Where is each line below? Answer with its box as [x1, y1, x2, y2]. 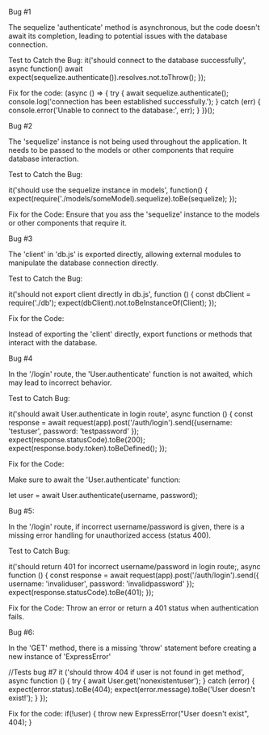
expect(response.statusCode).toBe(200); [8, 435, 145, 444]
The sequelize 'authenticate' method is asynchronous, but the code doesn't [8, 23, 260, 32]
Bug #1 [8, 7, 32, 16]
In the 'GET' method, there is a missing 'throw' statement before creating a [8, 643, 257, 653]
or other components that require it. [8, 218, 128, 227]
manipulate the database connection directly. [8, 258, 159, 268]
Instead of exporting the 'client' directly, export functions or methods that [8, 329, 253, 339]
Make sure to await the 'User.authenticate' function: [8, 475, 181, 484]
